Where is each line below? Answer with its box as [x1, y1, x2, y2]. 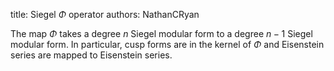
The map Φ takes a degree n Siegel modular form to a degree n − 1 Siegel [10, 28, 313, 39]
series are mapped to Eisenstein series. [10, 49, 173, 61]
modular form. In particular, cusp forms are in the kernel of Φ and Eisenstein [10, 39, 325, 50]
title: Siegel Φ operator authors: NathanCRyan [10, 9, 200, 20]
